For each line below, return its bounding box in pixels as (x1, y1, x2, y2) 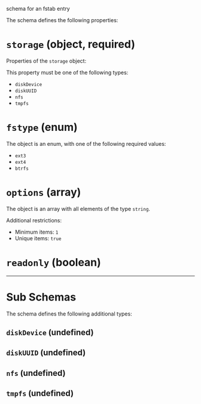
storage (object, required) (6, 38, 136, 51)
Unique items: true (14, 234, 62, 241)
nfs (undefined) (6, 368, 66, 378)
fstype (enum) (6, 121, 78, 134)
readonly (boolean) (6, 256, 102, 269)
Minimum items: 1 (14, 228, 59, 235)
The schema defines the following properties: (6, 17, 118, 23)
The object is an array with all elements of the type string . (6, 205, 151, 212)
